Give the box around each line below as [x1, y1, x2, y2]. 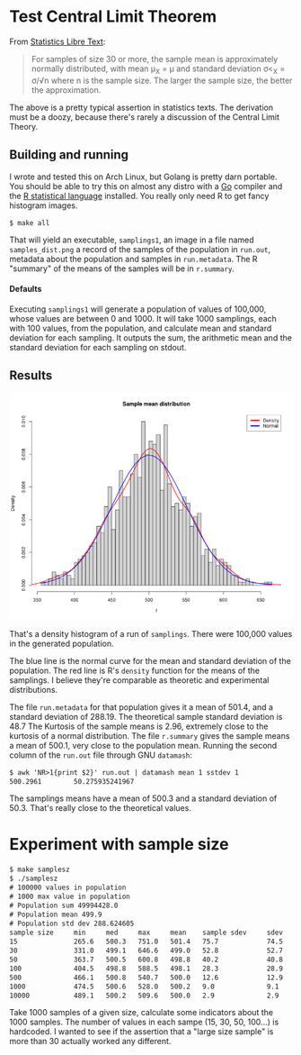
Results [9, 368, 53, 384]
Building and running [9, 147, 128, 163]
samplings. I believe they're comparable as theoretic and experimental [9, 674, 270, 686]
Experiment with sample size [9, 833, 229, 854]
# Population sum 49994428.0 [9, 901, 119, 910]
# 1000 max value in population [9, 892, 130, 901]
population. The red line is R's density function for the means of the [9, 665, 261, 676]
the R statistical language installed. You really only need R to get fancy [9, 190, 270, 201]
